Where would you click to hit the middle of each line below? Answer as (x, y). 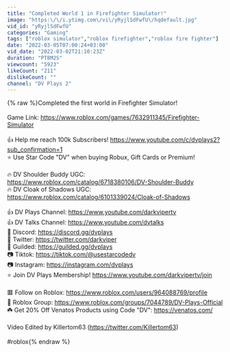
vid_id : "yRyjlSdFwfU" (39, 26)
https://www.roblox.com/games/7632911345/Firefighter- (120, 118)
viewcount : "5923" (33, 64)
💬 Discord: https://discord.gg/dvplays (60, 232)
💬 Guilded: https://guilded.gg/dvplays (60, 247)
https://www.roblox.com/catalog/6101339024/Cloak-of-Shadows (99, 197)
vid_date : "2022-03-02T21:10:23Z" (56, 52)
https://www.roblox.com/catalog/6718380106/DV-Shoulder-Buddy (100, 182)
